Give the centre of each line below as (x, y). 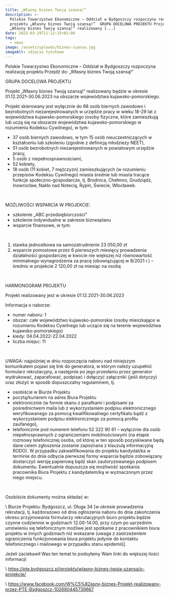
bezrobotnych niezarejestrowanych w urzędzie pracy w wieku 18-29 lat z (81, 112)
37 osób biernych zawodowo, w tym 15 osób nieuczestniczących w (82, 137)
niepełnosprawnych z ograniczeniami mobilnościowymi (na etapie (81, 435)
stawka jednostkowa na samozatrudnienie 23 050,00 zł (70, 245)
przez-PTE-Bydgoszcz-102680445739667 (50, 589)
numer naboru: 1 (29, 315)
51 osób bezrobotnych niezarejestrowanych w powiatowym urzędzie (83, 148)
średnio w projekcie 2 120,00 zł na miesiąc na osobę (67, 266)
